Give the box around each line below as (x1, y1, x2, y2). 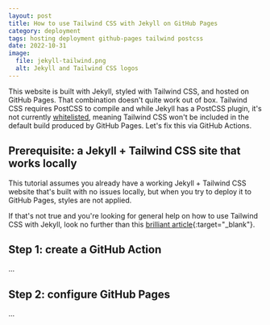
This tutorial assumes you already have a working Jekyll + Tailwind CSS (8, 178, 247, 188)
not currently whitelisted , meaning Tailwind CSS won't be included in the (8, 112, 250, 122)
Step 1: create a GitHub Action (8, 243, 162, 256)
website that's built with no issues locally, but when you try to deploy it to (8, 186, 252, 196)
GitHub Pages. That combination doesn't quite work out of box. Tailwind (8, 94, 247, 105)
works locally (8, 156, 77, 170)
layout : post (8, 11, 52, 20)
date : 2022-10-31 (8, 42, 67, 50)
